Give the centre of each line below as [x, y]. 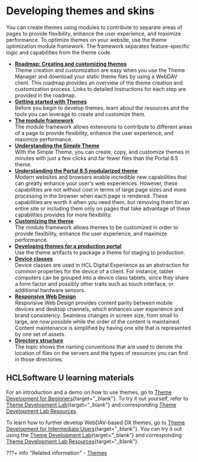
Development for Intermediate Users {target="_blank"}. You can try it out [94, 429]
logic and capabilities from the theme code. [59, 52]
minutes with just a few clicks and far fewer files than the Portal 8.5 [96, 158]
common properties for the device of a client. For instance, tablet [94, 271]
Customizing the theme [44, 221]
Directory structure [39, 340]
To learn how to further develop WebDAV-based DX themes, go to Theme [95, 422]
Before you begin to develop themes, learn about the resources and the [102, 108]
